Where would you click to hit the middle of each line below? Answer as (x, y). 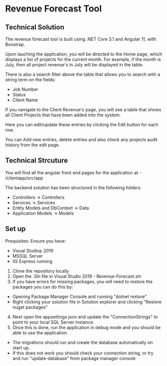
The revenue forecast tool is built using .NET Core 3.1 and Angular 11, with (81, 39)
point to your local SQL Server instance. (53, 322)
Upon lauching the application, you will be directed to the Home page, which (84, 54)
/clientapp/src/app (24, 178)
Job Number (25, 89)
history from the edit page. (32, 145)
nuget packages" (30, 307)
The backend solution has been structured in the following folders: (74, 187)
